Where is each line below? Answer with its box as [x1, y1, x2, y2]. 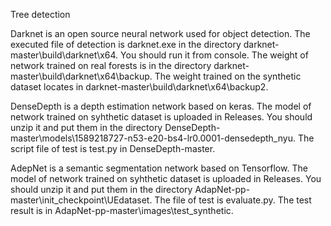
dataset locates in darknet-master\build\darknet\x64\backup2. [10, 81, 269, 93]
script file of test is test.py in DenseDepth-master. [10, 143, 216, 154]
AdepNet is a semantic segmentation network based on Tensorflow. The [10, 162, 308, 174]
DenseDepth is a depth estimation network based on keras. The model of [10, 100, 312, 112]
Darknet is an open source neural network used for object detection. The [10, 28, 311, 39]
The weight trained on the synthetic [154, 70, 302, 82]
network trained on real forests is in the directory [10, 60, 212, 71]
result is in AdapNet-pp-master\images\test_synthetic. [10, 205, 234, 216]
